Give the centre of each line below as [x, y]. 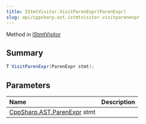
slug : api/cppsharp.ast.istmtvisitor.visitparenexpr [73, 17]
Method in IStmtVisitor [34, 34]
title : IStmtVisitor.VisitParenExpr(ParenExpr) [66, 12]
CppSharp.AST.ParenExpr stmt [52, 112]
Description [118, 102]
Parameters [28, 85]
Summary [25, 53]
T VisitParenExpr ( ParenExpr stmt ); [50, 67]
